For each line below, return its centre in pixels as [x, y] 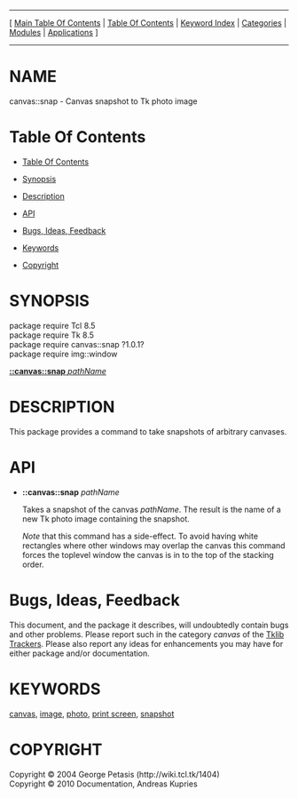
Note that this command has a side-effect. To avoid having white [140, 536]
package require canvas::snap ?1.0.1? [77, 344]
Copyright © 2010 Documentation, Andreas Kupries [103, 784]
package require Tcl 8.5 [52, 325]
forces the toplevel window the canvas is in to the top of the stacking [148, 555]
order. [33, 564]
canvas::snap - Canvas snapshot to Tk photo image [103, 101]
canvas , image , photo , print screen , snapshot [92, 714]
